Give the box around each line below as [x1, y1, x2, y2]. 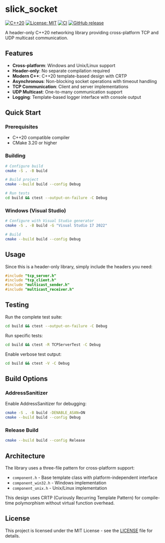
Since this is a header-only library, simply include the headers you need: [5, 263, 153, 269]
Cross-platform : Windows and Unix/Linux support [12, 62, 115, 68]
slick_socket [5, 3, 58, 15]
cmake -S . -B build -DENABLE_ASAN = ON [5, 410, 85, 415]
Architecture [5, 452, 46, 460]
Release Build [5, 426, 39, 433]
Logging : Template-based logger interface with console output [12, 94, 141, 100]
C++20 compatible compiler [12, 135, 70, 141]
